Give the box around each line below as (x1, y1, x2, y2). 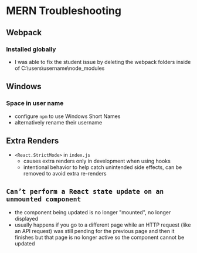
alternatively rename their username (14, 119, 103, 126)
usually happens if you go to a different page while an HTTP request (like (14, 221, 191, 228)
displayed (14, 215, 39, 222)
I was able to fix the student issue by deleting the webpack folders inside (14, 58, 191, 65)
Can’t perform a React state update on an (6, 187, 164, 195)
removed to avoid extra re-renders (23, 170, 107, 177)
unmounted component (6, 195, 81, 203)
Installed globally (6, 45, 56, 53)
